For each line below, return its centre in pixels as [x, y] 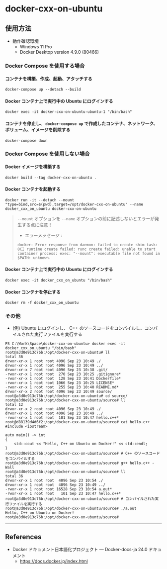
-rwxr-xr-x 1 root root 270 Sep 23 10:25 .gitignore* [63, 374]
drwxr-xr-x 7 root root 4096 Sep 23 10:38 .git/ [56, 370]
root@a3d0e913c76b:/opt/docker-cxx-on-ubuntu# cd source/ [66, 396]
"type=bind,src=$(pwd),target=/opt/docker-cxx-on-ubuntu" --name [74, 204]
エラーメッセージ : [43, 235]
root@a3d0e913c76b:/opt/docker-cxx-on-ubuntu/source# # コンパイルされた [80, 499]
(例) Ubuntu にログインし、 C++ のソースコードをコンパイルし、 [79, 328]
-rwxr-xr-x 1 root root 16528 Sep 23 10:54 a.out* [59, 489]
